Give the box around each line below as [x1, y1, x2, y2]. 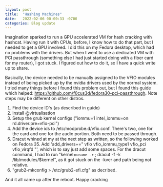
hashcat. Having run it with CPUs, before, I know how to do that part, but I [5, 40, 154, 45]
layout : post [5, 7, 32, 12]
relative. [12, 162, 29, 168]
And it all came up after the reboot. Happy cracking [5, 177, 108, 183]
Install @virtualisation [12, 110, 56, 116]
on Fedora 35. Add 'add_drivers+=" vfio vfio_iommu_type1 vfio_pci [12, 141, 146, 147]
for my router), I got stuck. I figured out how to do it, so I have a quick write [5, 60, 156, 66]
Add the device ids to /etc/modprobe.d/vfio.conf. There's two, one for [12, 125, 153, 132]
